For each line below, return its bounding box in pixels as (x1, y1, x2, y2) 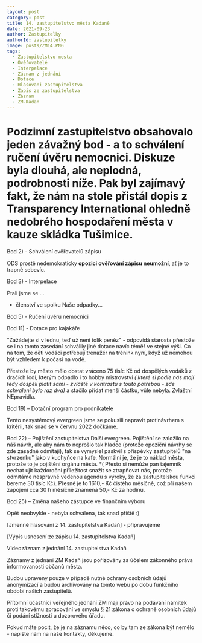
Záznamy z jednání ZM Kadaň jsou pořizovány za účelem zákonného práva (7, 556, 194, 563)
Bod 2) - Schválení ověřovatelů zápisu (7, 247, 102, 255)
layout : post (7, 8, 40, 15)
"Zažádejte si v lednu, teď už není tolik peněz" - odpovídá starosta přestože (7, 336, 195, 344)
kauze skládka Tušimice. (7, 227, 133, 241)
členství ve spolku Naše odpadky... (15, 301, 103, 308)
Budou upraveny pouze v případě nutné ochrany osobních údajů (7, 574, 167, 581)
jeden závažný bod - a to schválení (7, 137, 185, 151)
